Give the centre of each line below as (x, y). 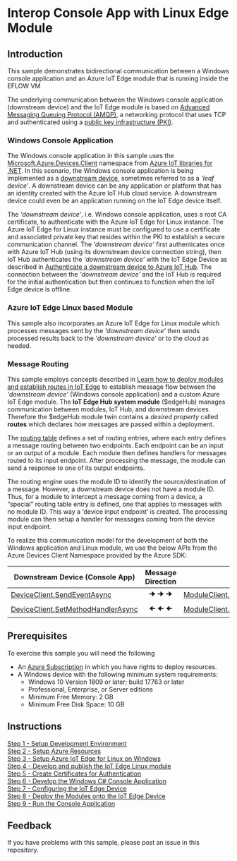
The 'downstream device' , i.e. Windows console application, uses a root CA (117, 215)
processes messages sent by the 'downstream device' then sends (103, 330)
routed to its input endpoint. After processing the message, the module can (116, 460)
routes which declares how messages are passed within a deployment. (111, 424)
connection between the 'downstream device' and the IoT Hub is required (114, 275)
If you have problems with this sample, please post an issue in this (103, 843)
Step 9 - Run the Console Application (61, 803)
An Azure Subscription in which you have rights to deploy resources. (117, 667)
